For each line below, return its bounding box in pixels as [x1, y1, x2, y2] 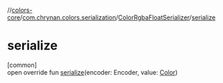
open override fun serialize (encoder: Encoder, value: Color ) [7, 68, 178, 76]
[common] [7, 61, 37, 69]
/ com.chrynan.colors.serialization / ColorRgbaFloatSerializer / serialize [20, 13, 216, 22]
